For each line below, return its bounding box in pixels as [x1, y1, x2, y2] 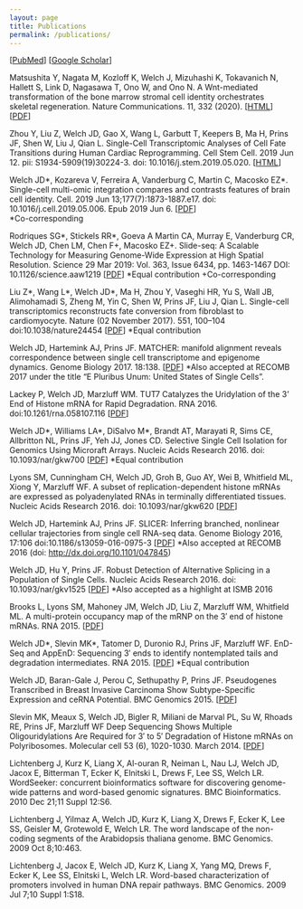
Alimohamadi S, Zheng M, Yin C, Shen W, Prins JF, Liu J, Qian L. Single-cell [9, 296, 289, 308]
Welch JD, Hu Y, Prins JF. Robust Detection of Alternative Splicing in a [9, 564, 271, 575]
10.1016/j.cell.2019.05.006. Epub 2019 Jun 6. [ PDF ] [9, 204, 197, 214]
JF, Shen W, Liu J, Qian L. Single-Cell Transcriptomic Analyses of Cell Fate [9, 137, 287, 149]
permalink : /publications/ [9, 30, 111, 39]
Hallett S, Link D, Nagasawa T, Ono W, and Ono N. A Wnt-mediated [9, 82, 259, 93]
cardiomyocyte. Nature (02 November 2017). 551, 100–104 [9, 316, 226, 327]
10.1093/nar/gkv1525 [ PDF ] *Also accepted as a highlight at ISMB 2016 [9, 584, 273, 595]
